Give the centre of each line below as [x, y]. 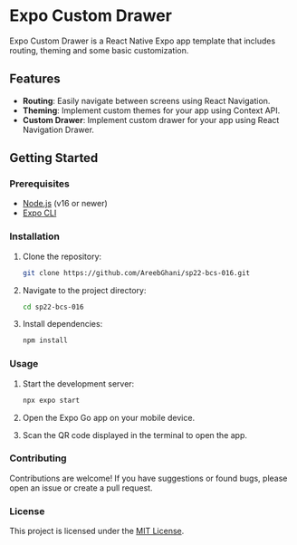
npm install [45, 340]
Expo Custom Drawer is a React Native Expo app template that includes [143, 41]
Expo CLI [39, 213]
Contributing [38, 458]
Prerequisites [39, 184]
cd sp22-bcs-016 [53, 307]
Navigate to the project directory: [84, 290]
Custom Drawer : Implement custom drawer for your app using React [151, 120]
